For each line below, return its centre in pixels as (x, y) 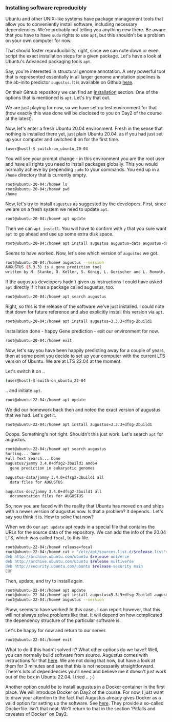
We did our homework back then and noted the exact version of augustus (83, 409)
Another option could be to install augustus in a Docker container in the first (85, 687)
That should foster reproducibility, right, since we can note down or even (82, 51)
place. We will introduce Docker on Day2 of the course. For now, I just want (84, 692)
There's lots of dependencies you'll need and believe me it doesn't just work (86, 672)
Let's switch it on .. (25, 371)
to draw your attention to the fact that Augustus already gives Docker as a (83, 698)
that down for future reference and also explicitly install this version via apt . (85, 312)
